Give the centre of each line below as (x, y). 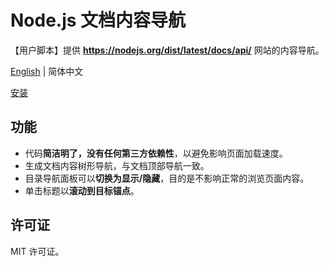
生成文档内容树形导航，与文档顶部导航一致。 (117, 165)
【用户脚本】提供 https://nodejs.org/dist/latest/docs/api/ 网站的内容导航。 (167, 50)
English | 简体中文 (47, 71)
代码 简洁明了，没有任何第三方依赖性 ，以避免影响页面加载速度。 (156, 153)
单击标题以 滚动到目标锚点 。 (82, 190)
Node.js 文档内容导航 (98, 20)
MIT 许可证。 (37, 251)
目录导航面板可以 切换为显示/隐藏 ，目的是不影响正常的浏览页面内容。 (167, 178)
